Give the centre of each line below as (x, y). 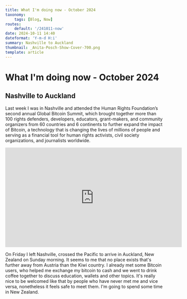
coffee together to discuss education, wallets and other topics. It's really (80, 276)
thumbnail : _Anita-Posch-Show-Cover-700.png (53, 48)
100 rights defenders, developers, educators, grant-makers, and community (84, 119)
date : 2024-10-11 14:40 (30, 33)
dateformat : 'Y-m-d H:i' (31, 38)
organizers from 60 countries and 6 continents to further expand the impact (84, 124)
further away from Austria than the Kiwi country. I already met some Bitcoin (83, 265)
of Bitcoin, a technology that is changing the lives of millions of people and (83, 130)
